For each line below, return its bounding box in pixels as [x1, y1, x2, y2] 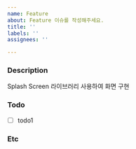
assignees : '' [7, 36, 49, 43]
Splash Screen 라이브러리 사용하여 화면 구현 [7, 82, 130, 91]
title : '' [7, 23, 36, 30]
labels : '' [7, 29, 39, 37]
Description [7, 66, 48, 76]
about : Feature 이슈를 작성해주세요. [7, 17, 104, 24]
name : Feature [7, 10, 49, 17]
